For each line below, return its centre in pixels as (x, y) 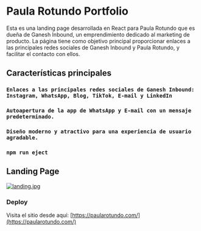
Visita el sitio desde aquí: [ (39, 215)
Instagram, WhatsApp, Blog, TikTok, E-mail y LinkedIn (89, 96)
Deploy (17, 202)
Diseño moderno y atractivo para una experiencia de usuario (99, 132)
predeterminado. (30, 117)
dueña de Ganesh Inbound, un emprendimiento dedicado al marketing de (98, 34)
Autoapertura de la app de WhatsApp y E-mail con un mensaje (99, 111)
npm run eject (27, 153)
